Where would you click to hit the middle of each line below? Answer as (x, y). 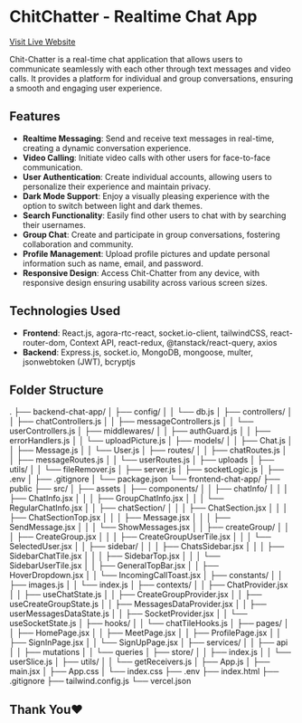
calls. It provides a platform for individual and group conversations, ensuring (151, 78)
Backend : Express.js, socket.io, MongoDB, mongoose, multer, (137, 352)
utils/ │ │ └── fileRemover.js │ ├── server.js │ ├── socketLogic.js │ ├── (147, 470)
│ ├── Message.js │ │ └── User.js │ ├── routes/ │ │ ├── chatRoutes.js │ (148, 451)
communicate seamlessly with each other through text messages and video (150, 69)
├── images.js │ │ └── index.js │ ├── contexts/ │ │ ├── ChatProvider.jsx (149, 585)
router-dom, (45, 342)
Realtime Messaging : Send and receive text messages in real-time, (148, 138)
